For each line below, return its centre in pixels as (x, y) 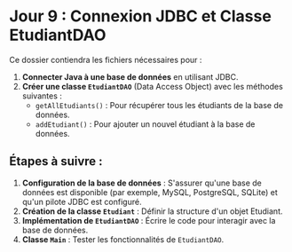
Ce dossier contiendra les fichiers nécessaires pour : (106, 59)
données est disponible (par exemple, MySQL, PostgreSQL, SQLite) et (150, 192)
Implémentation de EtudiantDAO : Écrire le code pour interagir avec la (149, 220)
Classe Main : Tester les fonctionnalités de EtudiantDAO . (123, 239)
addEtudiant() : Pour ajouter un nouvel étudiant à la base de (145, 124)
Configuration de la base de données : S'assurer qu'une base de (142, 183)
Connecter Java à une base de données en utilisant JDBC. (130, 76)
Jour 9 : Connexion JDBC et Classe (141, 16)
